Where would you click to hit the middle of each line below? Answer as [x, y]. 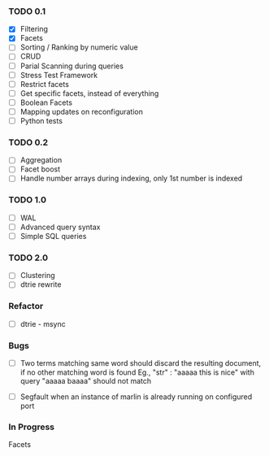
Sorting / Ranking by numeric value [79, 47]
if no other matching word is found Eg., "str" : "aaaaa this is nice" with [137, 372]
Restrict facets [44, 84]
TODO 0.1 [27, 11]
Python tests [41, 120]
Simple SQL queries [53, 236]
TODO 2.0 [28, 258]
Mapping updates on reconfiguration [82, 111]
